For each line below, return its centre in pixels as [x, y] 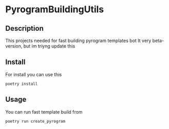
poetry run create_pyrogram [35, 121]
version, [14, 46]
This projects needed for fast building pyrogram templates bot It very [78, 40]
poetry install [22, 84]
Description [24, 28]
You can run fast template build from [44, 112]
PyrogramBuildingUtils [55, 9]
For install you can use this [34, 74]
